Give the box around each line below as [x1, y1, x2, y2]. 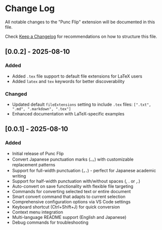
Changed [5, 90, 28, 97]
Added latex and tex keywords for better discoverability [12, 78, 125, 84]
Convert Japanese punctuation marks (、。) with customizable [12, 156, 134, 162]
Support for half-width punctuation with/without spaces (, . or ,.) [12, 178, 141, 184]
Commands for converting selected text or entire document [12, 188, 131, 194]
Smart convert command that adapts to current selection [12, 194, 126, 199]
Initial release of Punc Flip [12, 150, 64, 156]
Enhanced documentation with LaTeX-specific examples [12, 111, 125, 116]
